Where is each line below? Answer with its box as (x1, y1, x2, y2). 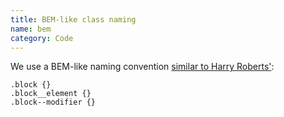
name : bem (10, 24, 52, 34)
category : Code (10, 33, 74, 43)
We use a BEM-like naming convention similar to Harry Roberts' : (10, 61, 275, 73)
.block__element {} (10, 89, 92, 99)
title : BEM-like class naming (10, 14, 137, 25)
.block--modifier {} (10, 97, 97, 108)
